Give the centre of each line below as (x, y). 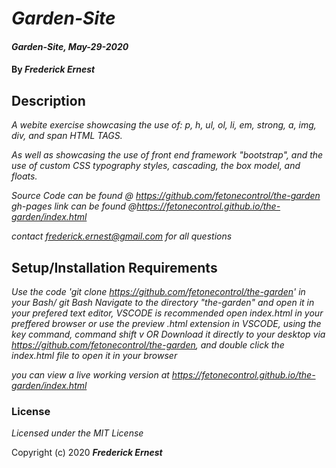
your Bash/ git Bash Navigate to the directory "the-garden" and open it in (163, 302)
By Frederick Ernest (53, 69)
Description (48, 100)
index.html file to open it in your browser (94, 355)
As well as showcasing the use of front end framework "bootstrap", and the (167, 155)
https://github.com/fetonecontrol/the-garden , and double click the (148, 345)
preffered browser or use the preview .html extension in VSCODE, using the (166, 323)
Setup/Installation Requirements (114, 267)
